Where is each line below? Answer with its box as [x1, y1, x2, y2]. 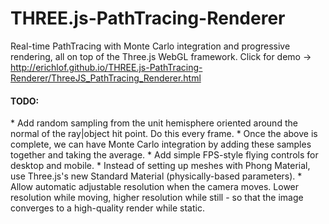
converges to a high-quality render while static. [10, 202, 205, 214]
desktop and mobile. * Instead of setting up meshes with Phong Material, [10, 160, 311, 172]
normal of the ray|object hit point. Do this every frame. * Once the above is [10, 128, 318, 140]
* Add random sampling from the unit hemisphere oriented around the [10, 117, 298, 129]
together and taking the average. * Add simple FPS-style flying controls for [10, 149, 319, 161]
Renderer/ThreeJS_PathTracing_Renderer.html [10, 72, 202, 84]
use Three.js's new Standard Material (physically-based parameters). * [10, 170, 303, 182]
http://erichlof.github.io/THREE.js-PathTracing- [10, 61, 203, 73]
